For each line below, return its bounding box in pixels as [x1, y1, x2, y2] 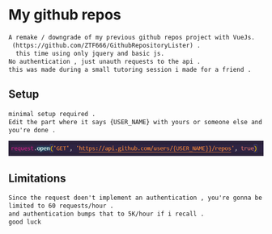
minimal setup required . [8, 110, 96, 118]
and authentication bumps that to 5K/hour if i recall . [8, 210, 205, 219]
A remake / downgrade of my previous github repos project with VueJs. [8, 33, 255, 41]
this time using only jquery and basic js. [15, 49, 164, 57]
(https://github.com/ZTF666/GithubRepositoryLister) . [11, 41, 201, 49]
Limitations [8, 172, 66, 186]
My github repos [8, 6, 121, 24]
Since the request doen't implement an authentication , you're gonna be [8, 194, 263, 203]
